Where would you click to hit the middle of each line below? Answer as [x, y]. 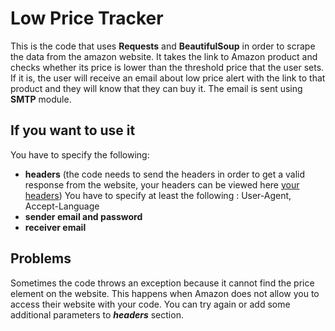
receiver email [55, 227]
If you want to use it [73, 130]
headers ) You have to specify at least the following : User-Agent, [158, 195]
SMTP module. [41, 99]
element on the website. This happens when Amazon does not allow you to [165, 293]
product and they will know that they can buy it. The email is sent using [156, 88]
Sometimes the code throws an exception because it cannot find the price [162, 283]
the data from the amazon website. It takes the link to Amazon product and [164, 56]
